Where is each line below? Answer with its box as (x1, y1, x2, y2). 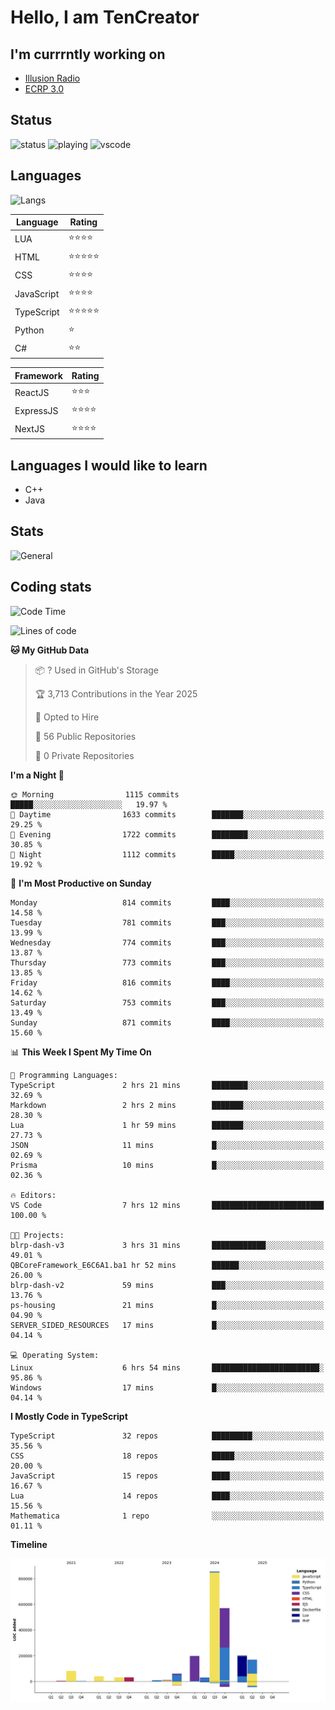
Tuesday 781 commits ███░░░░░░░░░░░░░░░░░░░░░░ (10, 917, 325, 928)
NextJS (14, 423, 45, 435)
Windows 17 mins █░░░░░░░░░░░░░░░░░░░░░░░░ (10, 1382, 325, 1393)
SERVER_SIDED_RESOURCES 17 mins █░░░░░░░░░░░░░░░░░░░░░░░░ (10, 1320, 325, 1330)
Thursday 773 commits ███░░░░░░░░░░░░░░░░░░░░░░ (10, 957, 325, 968)
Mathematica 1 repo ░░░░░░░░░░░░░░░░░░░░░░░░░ (10, 1511, 325, 1521)
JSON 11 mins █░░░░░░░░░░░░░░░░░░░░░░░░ (10, 1140, 325, 1150)
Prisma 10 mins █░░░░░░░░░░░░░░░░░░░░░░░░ (10, 1160, 325, 1170)
